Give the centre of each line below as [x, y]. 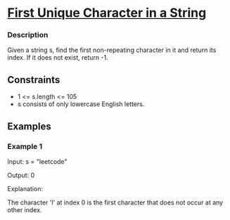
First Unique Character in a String [107, 13]
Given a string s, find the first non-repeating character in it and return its [112, 50]
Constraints [34, 80]
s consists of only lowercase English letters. [81, 104]
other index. [25, 209]
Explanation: [25, 188]
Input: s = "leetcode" [38, 161]
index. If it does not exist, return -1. [58, 58]
